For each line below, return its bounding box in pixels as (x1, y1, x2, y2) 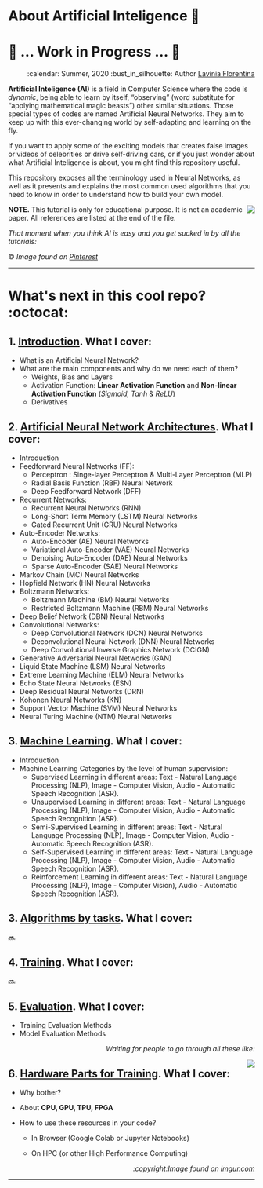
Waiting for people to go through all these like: (105, 1044, 255, 1054)
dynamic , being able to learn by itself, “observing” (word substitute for (8, 93, 235, 102)
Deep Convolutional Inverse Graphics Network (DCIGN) (31, 645, 210, 654)
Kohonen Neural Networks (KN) (19, 695, 122, 704)
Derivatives (31, 397, 68, 407)
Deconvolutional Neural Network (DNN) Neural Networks (31, 636, 215, 646)
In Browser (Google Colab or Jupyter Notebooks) (31, 1134, 190, 1142)
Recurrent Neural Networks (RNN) (31, 503, 142, 513)
